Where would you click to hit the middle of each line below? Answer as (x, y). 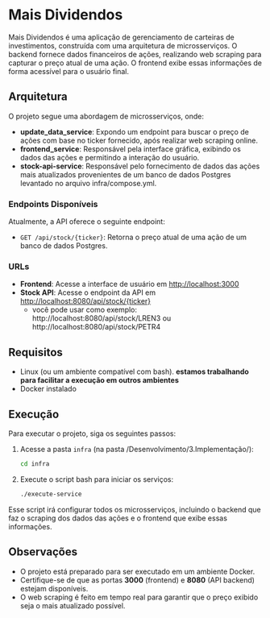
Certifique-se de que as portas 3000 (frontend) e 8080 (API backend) (137, 580)
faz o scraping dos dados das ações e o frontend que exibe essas (118, 518)
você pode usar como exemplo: (85, 310)
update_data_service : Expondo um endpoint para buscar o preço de (135, 131)
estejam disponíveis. (54, 588)
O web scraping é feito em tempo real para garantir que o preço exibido (139, 597)
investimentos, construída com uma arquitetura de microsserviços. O (123, 45)
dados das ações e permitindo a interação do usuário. (110, 157)
